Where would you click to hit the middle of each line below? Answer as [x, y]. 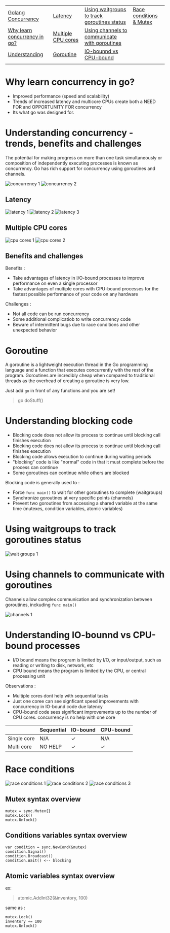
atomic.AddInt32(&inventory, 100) [53, 898]
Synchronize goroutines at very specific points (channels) [73, 498]
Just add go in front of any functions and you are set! [60, 391]
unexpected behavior [35, 330]
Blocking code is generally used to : [42, 483]
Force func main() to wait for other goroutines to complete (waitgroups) [88, 492]
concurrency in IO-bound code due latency [57, 707]
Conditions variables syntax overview [66, 835]
